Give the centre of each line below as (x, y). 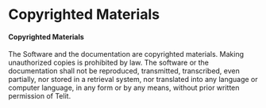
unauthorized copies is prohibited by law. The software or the (108, 63)
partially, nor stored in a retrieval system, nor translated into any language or (133, 80)
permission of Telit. (40, 96)
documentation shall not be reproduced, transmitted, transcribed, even (124, 71)
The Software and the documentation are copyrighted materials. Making (126, 54)
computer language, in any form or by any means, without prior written (124, 88)
